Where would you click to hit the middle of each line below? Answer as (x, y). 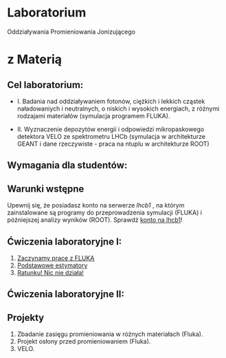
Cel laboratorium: (45, 85)
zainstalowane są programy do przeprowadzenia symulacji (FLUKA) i (105, 213)
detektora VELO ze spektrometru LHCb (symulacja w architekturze (111, 136)
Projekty (26, 317)
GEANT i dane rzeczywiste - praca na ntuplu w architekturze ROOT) (113, 144)
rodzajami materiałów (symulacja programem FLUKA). (93, 115)
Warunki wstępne (46, 189)
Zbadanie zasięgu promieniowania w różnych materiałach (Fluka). (110, 334)
